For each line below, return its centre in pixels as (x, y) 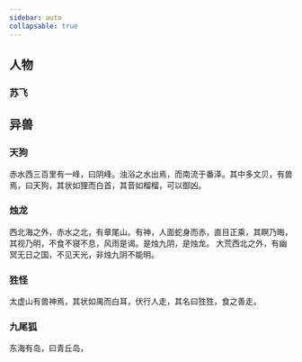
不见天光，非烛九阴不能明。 (107, 254)
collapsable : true (44, 26)
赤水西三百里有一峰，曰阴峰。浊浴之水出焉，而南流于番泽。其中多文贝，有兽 (151, 174)
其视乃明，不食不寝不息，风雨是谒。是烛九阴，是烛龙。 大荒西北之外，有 (144, 243)
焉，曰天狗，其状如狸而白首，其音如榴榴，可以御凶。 (108, 185)
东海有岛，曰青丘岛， (49, 348)
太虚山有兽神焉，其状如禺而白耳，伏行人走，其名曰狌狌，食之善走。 (135, 302)
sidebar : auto (36, 18)
